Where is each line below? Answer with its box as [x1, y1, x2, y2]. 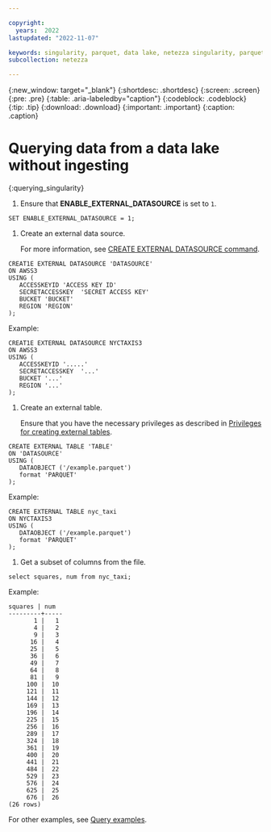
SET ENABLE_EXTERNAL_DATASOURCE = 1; [8, 215, 135, 223]
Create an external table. [19, 403, 102, 413]
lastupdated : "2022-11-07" [8, 34, 99, 42]
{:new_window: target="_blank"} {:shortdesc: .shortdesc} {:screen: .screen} [8, 86, 261, 95]
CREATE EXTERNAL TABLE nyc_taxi [8, 508, 117, 516]
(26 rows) [8, 800, 42, 809]
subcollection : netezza [8, 56, 89, 65]
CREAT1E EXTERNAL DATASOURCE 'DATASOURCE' [8, 260, 153, 268]
